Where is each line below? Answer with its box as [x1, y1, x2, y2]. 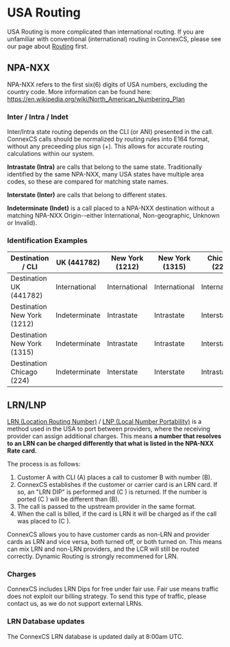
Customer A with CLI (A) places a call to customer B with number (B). [16, 473, 212, 481]
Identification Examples [7, 236, 88, 245]
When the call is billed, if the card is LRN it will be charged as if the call [16, 510, 217, 518]
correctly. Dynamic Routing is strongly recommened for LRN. [7, 552, 179, 560]
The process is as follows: [7, 460, 81, 468]
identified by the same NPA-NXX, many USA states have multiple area [7, 170, 204, 179]
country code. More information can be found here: [7, 87, 152, 95]
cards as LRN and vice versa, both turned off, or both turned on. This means [7, 538, 222, 546]
